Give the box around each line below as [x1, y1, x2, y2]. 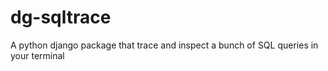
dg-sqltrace [10, 6, 112, 29]
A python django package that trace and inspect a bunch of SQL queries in [10, 39, 319, 51]
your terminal [10, 49, 65, 61]
